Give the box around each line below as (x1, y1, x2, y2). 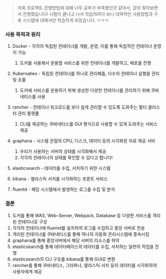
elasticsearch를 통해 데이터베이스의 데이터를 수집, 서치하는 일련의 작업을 (12, 244, 154, 250)
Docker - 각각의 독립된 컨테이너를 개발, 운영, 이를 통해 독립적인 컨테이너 (12, 43, 153, 49)
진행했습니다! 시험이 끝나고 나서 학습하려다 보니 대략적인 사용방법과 (22, 11, 153, 17)
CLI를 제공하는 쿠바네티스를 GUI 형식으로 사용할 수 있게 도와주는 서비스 (19, 121, 158, 127)
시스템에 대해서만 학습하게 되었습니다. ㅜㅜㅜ (22, 17, 109, 23)
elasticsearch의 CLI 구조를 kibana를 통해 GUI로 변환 (12, 256, 116, 262)
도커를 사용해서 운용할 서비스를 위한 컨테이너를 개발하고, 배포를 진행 (19, 60, 152, 66)
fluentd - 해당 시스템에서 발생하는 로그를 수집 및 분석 (12, 186, 115, 192)
